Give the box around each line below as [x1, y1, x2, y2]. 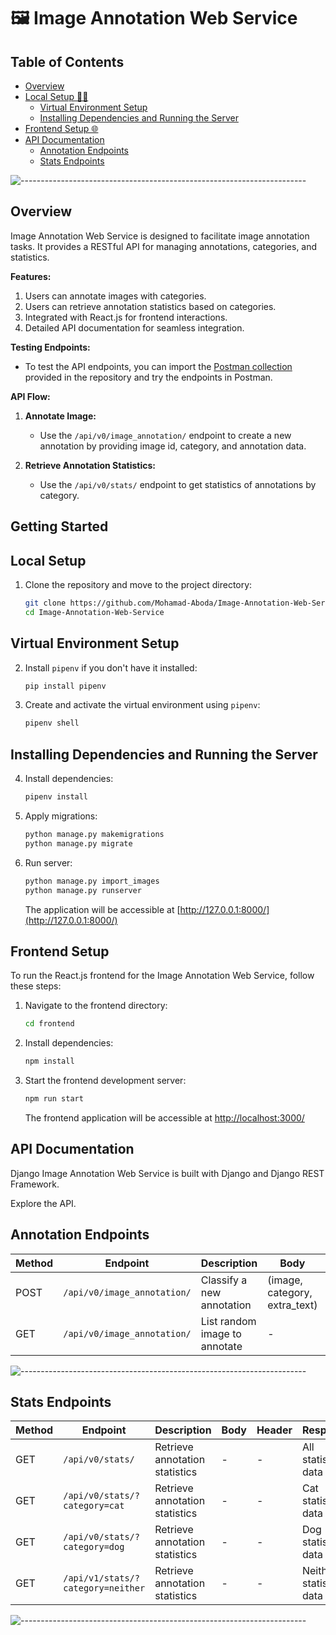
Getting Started [10, 518, 109, 535]
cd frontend [24, 1019, 75, 1029]
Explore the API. [10, 1197, 77, 1209]
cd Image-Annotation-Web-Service [24, 607, 165, 617]
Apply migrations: [24, 810, 98, 822]
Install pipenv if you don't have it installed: [24, 661, 198, 674]
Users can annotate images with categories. [24, 290, 207, 302]
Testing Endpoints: [10, 341, 91, 353]
